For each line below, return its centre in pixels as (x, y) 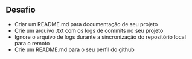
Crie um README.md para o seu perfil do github (74, 49)
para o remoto (32, 43)
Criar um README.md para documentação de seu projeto (86, 24)
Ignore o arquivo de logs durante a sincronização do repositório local (100, 37)
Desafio (21, 10)
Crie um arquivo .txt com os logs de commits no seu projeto (89, 30)
